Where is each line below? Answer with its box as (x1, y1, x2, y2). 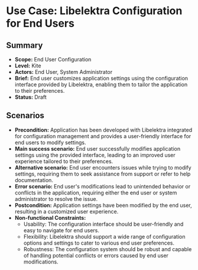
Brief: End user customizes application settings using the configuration (14, 75, 188, 82)
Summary (6, 40, 43, 50)
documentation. (14, 176, 53, 184)
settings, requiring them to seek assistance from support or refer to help (14, 170, 191, 177)
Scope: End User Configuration (14, 56, 92, 63)
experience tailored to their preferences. (14, 158, 113, 165)
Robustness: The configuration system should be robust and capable (23, 245, 192, 252)
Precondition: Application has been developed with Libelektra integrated (14, 126, 193, 134)
